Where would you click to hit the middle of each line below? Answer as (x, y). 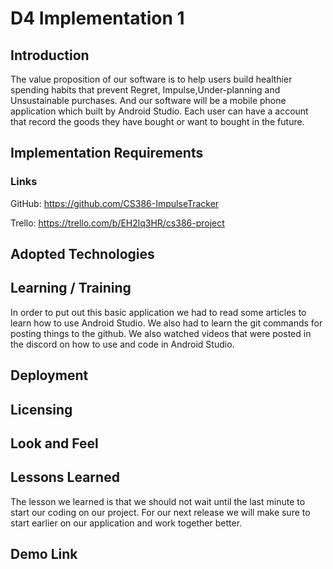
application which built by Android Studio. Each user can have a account (159, 111)
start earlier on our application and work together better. (126, 523)
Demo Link (44, 554)
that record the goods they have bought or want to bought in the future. (157, 121)
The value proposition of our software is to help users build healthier (151, 79)
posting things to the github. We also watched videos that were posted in (161, 333)
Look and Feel (54, 443)
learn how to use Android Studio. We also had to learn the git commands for (166, 323)
